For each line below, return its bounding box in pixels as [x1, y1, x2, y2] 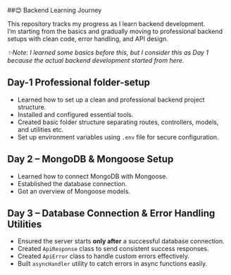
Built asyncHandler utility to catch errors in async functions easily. [17, 259, 208, 268]
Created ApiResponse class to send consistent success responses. [17, 245, 209, 253]
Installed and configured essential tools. [17, 110, 134, 118]
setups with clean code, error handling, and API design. [7, 35, 169, 43]
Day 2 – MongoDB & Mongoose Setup [7, 153, 174, 165]
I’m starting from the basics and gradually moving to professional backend [7, 28, 223, 35]
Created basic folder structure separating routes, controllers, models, [17, 118, 219, 126]
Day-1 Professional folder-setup [7, 77, 150, 89]
